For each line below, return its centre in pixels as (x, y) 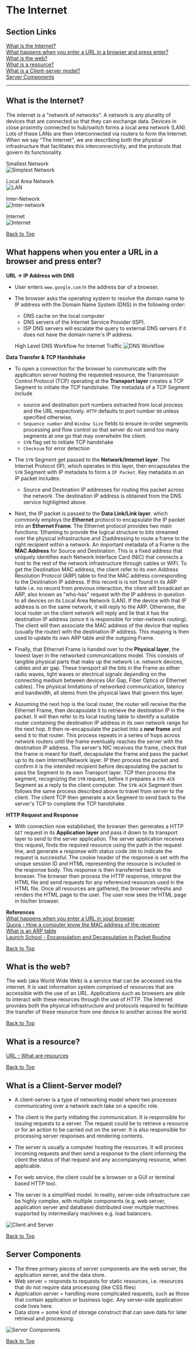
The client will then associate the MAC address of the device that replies (101, 625)
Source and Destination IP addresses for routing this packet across (104, 489)
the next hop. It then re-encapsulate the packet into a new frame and (98, 729)
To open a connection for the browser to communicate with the (90, 368)
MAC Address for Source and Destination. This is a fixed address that (98, 550)
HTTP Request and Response (42, 815)
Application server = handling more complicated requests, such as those (102, 1293)
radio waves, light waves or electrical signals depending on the (90, 674)
